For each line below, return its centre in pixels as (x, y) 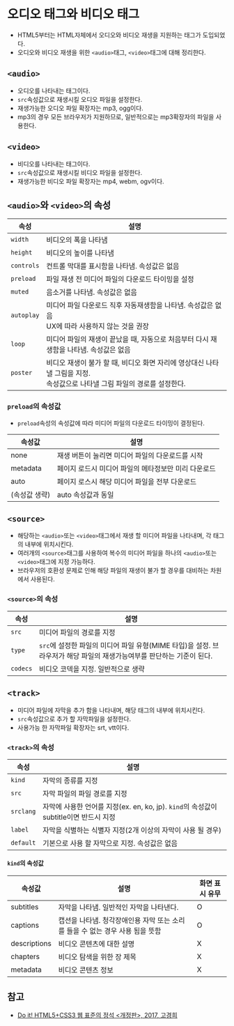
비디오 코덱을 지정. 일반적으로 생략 (92, 668)
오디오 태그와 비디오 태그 (73, 14)
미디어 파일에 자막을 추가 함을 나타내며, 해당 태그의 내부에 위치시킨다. (111, 710)
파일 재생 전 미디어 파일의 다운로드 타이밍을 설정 (120, 280)
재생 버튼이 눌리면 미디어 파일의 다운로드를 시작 (130, 455)
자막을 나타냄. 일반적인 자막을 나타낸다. (118, 908)
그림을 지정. (72, 374)
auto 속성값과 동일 (85, 494)
